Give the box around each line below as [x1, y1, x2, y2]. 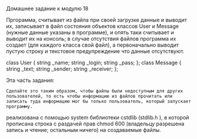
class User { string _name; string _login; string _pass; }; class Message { [6, 59, 182, 66]
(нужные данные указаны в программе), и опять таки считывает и [6, 29, 174, 36]
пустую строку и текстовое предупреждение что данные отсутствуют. [6, 48, 185, 55]
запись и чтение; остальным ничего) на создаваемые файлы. [6, 127, 161, 133]
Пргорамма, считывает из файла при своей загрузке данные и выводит [6, 16, 188, 23]
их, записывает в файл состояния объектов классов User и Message [6, 23, 179, 29]
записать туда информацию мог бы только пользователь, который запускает [6, 98, 192, 104]
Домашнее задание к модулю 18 [6, 5, 88, 12]
